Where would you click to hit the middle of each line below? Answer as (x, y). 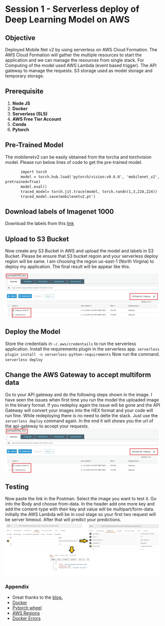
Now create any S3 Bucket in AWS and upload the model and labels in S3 (79, 251)
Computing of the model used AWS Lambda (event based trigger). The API (81, 65)
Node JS (21, 103)
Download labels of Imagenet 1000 (60, 212)
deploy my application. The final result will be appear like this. (68, 267)
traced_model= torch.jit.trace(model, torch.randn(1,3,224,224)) (89, 192)
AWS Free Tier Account (37, 119)
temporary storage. (25, 76)
